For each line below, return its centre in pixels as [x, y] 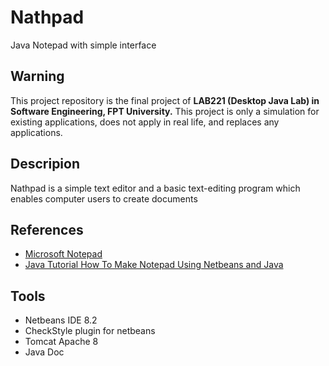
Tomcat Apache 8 [61, 342]
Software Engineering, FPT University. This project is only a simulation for [165, 111]
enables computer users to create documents [104, 198]
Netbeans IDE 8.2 [61, 320]
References [47, 229]
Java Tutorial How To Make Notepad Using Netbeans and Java [154, 265]
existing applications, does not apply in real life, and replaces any [145, 122]
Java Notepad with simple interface [83, 45]
